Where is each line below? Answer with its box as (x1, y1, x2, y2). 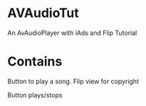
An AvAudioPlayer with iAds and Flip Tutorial (7, 28, 137, 37)
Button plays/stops (7, 90, 63, 99)
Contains (7, 53, 63, 70)
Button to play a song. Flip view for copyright (7, 77, 139, 85)
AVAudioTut (7, 5, 80, 21)
